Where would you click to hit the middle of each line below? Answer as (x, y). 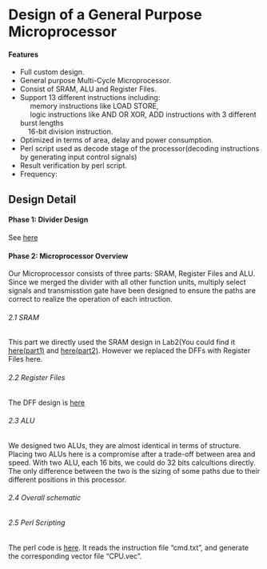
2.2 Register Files (37, 377)
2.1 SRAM (24, 317)
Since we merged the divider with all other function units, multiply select (127, 282)
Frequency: (38, 174)
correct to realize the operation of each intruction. (91, 299)
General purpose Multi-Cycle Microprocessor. (96, 81)
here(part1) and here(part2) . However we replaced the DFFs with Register (130, 351)
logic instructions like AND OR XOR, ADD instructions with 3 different (143, 114)
